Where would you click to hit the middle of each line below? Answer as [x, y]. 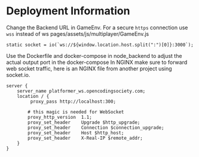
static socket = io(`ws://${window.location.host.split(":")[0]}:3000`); [100, 45]
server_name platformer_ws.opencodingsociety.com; [81, 91]
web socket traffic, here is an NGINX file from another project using [89, 68]
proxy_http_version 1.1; [60, 117]
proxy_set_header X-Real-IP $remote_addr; [85, 138]
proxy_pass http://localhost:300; [73, 101]
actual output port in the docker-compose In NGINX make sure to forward [97, 62]
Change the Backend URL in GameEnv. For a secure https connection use [97, 27]
